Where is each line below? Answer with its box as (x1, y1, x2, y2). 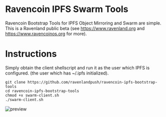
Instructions (5, 48, 57, 59)
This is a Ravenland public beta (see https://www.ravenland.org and (5, 25, 145, 31)
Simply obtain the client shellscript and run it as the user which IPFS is (5, 64, 150, 70)
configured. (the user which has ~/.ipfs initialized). (5, 70, 109, 76)
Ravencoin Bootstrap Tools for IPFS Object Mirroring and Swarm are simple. (5, 20, 161, 26)
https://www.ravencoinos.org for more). (5, 30, 87, 36)
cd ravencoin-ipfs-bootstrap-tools (5, 88, 79, 93)
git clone (5, 79, 26, 84)
